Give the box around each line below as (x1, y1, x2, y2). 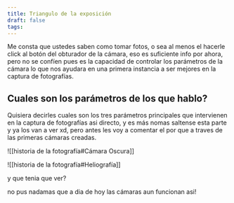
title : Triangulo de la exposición (7, 10, 112, 17)
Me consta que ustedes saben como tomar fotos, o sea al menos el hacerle (7, 43, 226, 51)
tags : (7, 23, 23, 30)
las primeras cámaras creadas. (7, 134, 97, 142)
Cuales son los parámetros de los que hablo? (7, 92, 208, 104)
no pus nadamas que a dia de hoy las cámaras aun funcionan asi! (7, 188, 197, 196)
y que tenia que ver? (7, 174, 67, 183)
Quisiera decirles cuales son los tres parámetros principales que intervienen (7, 111, 228, 120)
